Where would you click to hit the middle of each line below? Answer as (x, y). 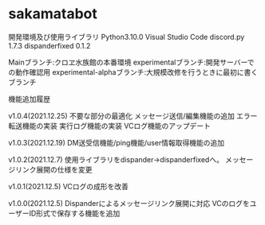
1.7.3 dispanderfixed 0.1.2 (49, 45)
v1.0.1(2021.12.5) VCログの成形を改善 (69, 186)
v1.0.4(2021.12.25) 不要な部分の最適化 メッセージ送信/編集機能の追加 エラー (133, 115)
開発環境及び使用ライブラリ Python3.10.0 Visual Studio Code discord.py (127, 37)
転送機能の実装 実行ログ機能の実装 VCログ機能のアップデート (110, 126)
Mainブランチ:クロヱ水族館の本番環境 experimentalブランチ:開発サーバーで (131, 62)
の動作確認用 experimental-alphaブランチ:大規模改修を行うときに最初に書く (133, 72)
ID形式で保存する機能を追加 (75, 213)
